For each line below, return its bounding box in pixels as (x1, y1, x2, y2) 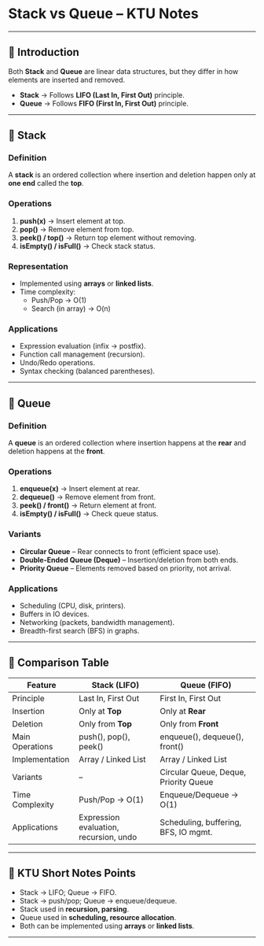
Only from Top (78, 718, 132, 729)
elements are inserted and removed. (8, 75, 126, 84)
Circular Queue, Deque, (159, 767, 247, 778)
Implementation (12, 753, 70, 764)
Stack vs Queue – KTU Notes (8, 5, 199, 23)
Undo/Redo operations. (19, 358, 96, 368)
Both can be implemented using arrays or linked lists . (19, 921, 195, 930)
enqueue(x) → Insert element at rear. (19, 484, 141, 493)
